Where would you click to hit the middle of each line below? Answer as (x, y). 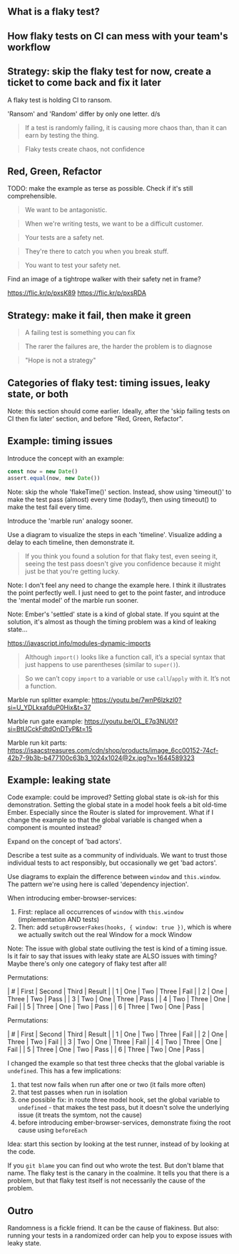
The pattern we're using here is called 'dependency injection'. (98, 884)
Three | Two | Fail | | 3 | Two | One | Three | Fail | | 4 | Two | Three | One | (115, 1042)
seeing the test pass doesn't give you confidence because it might (123, 563)
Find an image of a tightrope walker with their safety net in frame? (104, 279)
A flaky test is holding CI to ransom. (60, 100)
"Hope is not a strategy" (60, 361)
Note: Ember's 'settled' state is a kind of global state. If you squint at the (113, 614)
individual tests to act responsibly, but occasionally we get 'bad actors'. (112, 863)
